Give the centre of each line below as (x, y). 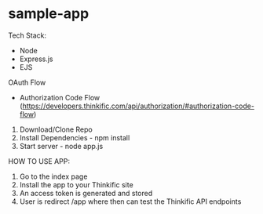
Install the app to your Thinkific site (76, 184)
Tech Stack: (27, 35)
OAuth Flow (27, 82)
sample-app (49, 14)
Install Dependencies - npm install (75, 137)
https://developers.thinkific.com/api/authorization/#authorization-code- (139, 106)
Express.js (36, 59)
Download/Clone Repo (56, 129)
